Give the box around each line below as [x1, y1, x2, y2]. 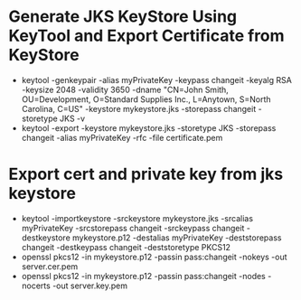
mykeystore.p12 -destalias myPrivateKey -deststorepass [71, 232, 282, 243]
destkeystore [21, 232, 71, 243]
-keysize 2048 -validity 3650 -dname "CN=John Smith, [21, 84, 230, 95]
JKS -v [59, 113, 86, 124]
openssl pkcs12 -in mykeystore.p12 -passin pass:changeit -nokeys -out [21, 251, 287, 262]
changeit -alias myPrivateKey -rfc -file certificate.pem [21, 132, 223, 143]
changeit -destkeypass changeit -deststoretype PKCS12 [21, 241, 231, 252]
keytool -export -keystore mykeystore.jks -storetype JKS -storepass [21, 122, 277, 133]
